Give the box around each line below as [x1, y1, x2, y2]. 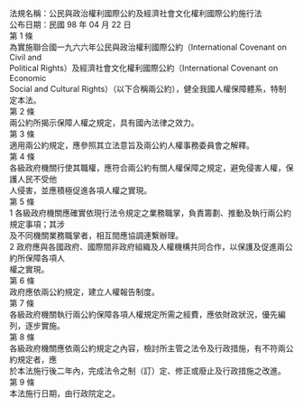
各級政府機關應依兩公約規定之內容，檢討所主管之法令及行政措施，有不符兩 [9, 343, 286, 354]
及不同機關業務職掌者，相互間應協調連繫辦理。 [9, 230, 183, 241]
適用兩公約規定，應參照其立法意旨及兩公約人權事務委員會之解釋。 [9, 140, 254, 151]
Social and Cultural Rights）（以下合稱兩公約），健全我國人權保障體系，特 [9, 84, 280, 94]
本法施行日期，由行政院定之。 [9, 388, 120, 399]
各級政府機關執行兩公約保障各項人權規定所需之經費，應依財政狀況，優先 [9, 310, 278, 319]
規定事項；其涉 [9, 219, 65, 229]
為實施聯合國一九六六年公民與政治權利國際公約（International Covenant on [9, 42, 287, 52]
